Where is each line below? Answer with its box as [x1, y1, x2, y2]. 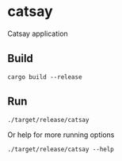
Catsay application [7, 29, 68, 38]
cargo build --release [7, 73, 82, 81]
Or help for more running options [7, 130, 115, 139]
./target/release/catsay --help [7, 145, 114, 153]
